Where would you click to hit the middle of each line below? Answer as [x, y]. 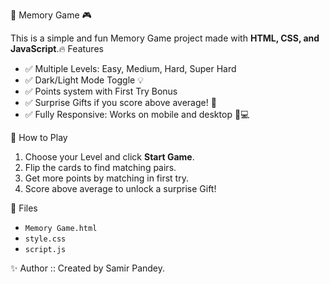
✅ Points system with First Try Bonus [101, 91]
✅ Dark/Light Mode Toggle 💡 [84, 80]
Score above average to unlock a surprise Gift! [120, 188]
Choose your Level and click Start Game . [109, 157]
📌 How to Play [39, 137]
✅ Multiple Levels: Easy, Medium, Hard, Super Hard [130, 68]
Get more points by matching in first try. [106, 178]
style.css [45, 239]
